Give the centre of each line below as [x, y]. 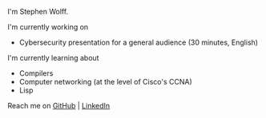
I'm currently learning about [53, 58]
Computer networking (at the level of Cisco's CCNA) [106, 82]
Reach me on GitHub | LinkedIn [59, 106]
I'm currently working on [48, 27]
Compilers [36, 73]
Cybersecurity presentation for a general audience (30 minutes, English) [138, 42]
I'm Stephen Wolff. [38, 12]
